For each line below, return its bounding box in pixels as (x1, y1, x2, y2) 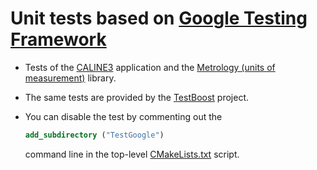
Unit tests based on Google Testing (10, 7, 308, 30)
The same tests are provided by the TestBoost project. (24, 91, 249, 103)
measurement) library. (24, 72, 117, 84)
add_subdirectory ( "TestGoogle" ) (24, 130, 165, 140)
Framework (10, 28, 107, 51)
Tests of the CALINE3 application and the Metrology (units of (24, 61, 276, 73)
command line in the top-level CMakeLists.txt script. (24, 148, 240, 160)
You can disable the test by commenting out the (24, 110, 223, 122)
